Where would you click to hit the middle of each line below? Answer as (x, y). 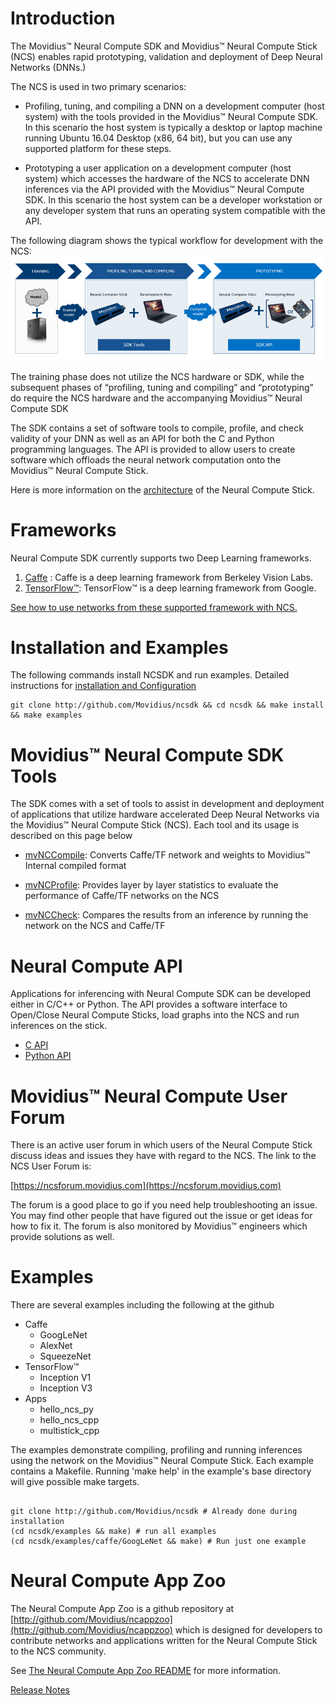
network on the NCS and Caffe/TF (95, 926)
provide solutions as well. (62, 1237)
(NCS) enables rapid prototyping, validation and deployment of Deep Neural (166, 56)
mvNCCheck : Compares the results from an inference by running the (166, 915)
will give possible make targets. (75, 1482)
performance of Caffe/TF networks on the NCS (122, 896)
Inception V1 (65, 1378)
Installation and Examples (119, 647)
